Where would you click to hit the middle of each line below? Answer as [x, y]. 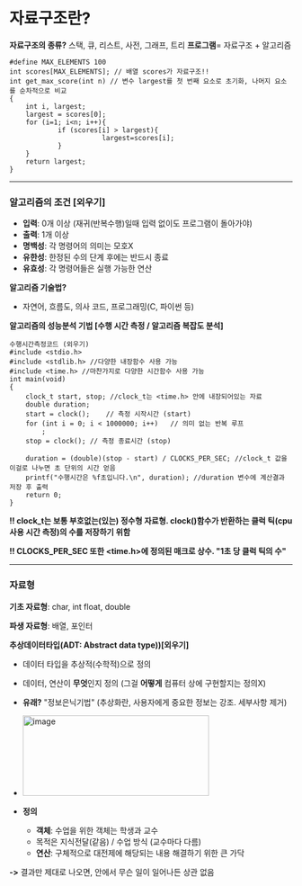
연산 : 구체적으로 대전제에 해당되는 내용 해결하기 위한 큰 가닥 [140, 853]
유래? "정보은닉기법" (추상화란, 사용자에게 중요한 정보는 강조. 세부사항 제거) [155, 702]
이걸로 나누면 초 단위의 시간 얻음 [62, 469]
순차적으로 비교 [43, 91]
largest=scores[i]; [138, 138]
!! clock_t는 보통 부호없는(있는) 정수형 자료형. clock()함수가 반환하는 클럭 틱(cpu [151, 521]
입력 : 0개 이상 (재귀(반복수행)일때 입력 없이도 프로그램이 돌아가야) [138, 224]
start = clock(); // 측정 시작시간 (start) [108, 415]
